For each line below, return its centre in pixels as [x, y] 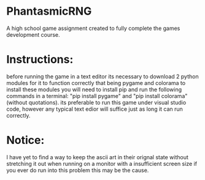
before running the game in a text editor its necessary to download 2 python [102, 76]
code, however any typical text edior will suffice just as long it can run [95, 109]
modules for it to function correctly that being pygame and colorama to [96, 83]
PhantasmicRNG [49, 11]
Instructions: [40, 60]
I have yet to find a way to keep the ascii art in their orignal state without [98, 157]
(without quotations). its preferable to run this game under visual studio [96, 102]
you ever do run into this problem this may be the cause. [78, 170]
